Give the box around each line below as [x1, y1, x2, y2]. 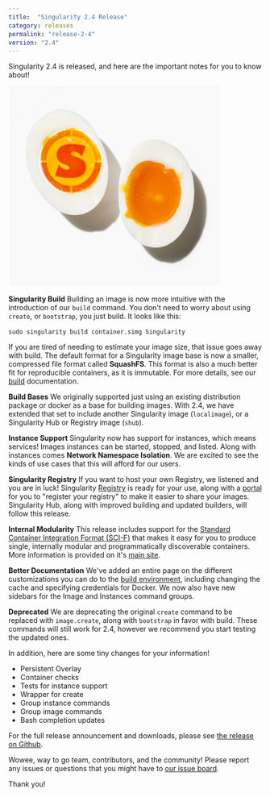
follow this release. [8, 509, 71, 519]
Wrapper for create [19, 690, 84, 699]
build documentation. [8, 376, 79, 386]
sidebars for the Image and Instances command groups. [8, 592, 195, 601]
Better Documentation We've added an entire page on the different [8, 566, 233, 575]
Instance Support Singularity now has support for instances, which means [8, 434, 256, 443]
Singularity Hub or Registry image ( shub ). [8, 417, 144, 427]
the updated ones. [8, 633, 69, 642]
